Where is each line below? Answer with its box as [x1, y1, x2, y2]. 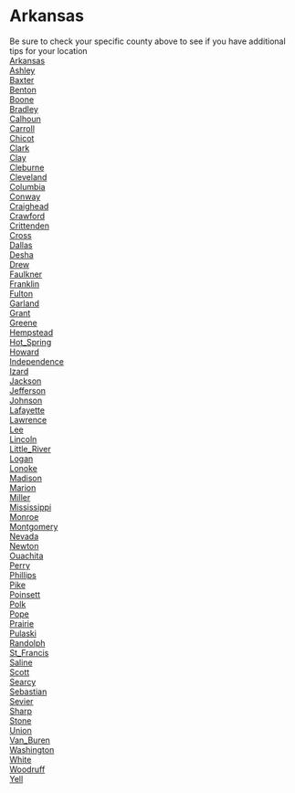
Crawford [9, 210, 46, 221]
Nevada [9, 531, 39, 542]
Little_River [9, 443, 52, 454]
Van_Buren [9, 735, 50, 745]
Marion [9, 481, 37, 493]
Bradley [9, 103, 39, 114]
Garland [9, 298, 39, 309]
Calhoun [9, 113, 41, 124]
